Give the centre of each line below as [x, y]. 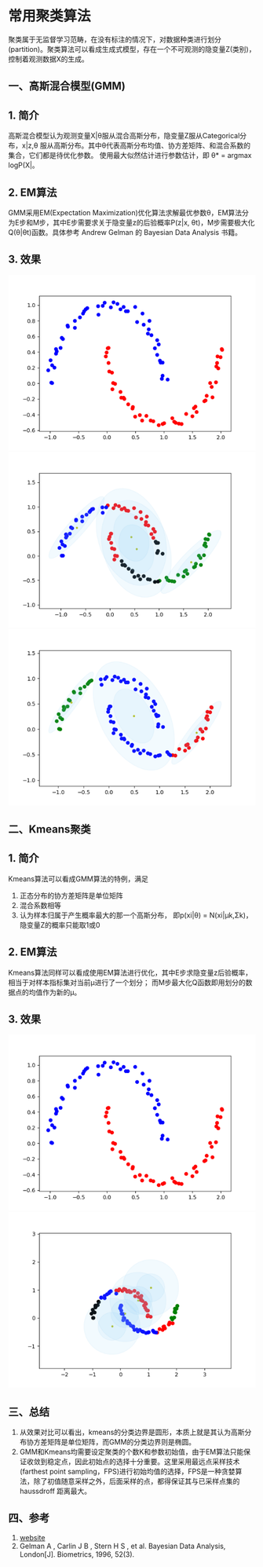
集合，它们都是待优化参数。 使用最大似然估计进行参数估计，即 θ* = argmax [130, 156]
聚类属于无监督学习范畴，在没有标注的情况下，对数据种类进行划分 [115, 39]
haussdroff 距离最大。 [55, 1491]
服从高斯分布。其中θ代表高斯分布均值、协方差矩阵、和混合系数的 [145, 145]
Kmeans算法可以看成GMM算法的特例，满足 [79, 879]
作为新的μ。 [62, 992]
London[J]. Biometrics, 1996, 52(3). [77, 1554]
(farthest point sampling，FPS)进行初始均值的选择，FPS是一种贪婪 [127, 1471]
